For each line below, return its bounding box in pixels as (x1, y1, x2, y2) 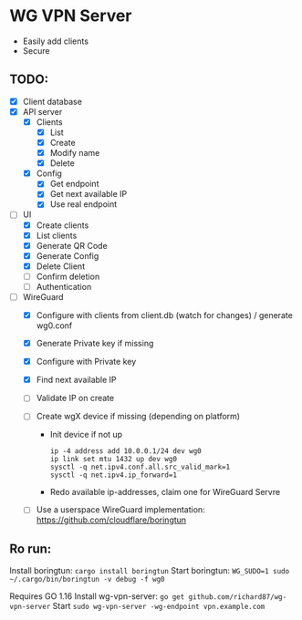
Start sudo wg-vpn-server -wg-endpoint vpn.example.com (52, 601, 266, 612)
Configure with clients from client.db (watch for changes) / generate (36, 310, 294, 320)
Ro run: (9, 541, 52, 556)
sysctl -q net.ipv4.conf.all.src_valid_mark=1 (49, 462, 231, 472)
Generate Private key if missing (36, 338, 154, 349)
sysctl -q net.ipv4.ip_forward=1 (49, 470, 178, 480)
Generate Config (36, 250, 99, 261)
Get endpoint (49, 179, 99, 190)
